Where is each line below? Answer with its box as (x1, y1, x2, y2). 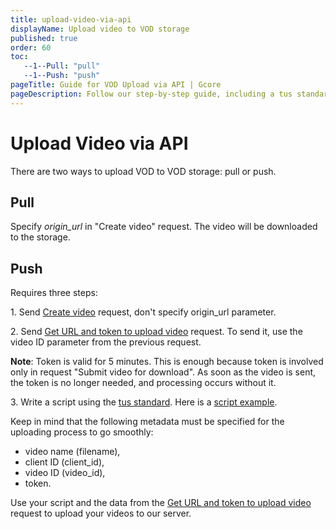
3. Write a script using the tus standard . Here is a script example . (10, 396, 278, 408)
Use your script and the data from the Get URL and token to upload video (10, 497, 312, 509)
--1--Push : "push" (23, 71, 101, 81)
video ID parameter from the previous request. (10, 336, 202, 348)
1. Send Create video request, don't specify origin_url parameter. (10, 306, 277, 318)
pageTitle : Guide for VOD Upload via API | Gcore (10, 80, 222, 90)
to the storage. (10, 231, 71, 243)
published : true (10, 33, 78, 43)
